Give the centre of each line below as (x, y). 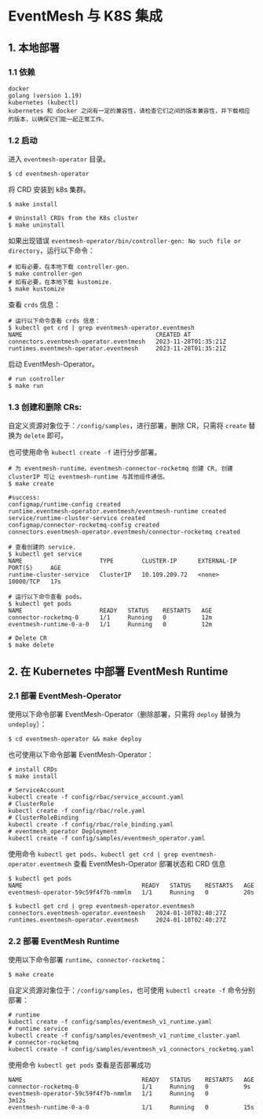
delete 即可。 (46, 436)
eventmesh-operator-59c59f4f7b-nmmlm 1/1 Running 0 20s (131, 893)
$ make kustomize (37, 289)
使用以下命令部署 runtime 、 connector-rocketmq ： (88, 960)
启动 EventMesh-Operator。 (54, 364)
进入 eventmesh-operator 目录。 (59, 159)
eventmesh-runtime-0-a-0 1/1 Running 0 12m (110, 625)
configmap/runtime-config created (65, 504)
